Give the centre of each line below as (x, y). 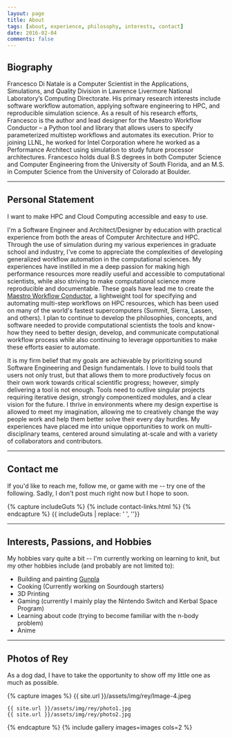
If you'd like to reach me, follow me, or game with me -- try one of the (106, 486)
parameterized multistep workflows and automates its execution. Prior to (110, 134)
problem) (30, 623)
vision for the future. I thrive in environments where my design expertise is (113, 404)
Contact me (33, 469)
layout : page (26, 13)
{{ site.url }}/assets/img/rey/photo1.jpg (69, 709)
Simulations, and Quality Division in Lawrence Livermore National (100, 91)
